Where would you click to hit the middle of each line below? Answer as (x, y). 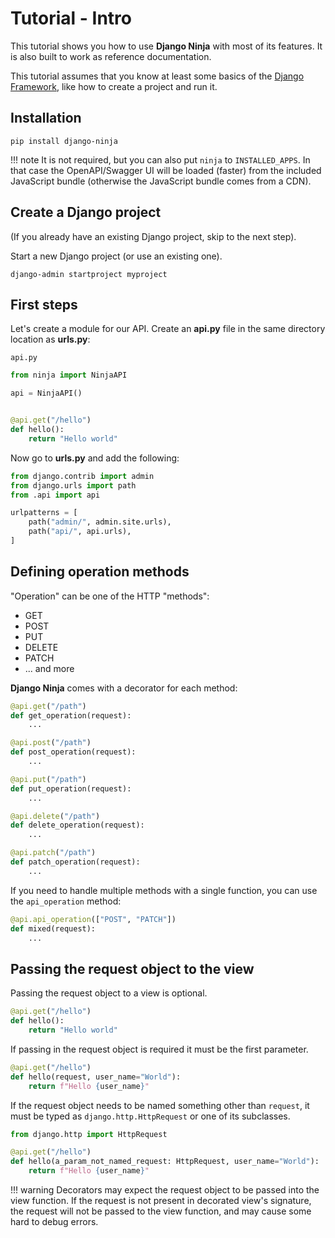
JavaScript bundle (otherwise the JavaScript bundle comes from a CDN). (161, 181)
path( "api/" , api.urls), (80, 532)
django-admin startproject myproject (89, 274)
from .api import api (55, 495)
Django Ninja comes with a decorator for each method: (124, 688)
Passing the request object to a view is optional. (109, 993)
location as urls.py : (50, 339)
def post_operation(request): (73, 752)
